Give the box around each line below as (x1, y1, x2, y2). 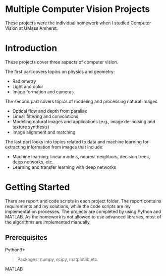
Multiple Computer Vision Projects (5, 3, 150, 15)
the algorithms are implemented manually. (5, 219, 91, 225)
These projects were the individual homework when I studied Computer (5, 20, 151, 26)
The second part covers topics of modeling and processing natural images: (5, 98, 159, 104)
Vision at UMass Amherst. (5, 25, 58, 31)
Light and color (12, 83, 44, 89)
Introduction (5, 43, 57, 54)
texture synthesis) (12, 124, 50, 130)
